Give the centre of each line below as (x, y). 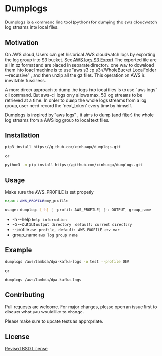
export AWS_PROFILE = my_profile (37, 201)
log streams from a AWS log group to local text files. (57, 120)
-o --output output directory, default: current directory (72, 224)
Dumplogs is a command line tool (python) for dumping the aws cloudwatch (81, 22)
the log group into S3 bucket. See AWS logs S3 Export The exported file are (81, 60)
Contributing (25, 295)
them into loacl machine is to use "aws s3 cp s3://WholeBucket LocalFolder (81, 70)
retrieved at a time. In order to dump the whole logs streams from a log (76, 100)
